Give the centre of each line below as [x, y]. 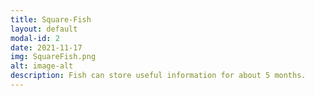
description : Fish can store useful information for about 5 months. [158, 76]
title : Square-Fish [51, 19]
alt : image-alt [42, 66]
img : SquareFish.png [53, 57]
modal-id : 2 [35, 38]
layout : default [44, 29]
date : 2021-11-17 [46, 47]
